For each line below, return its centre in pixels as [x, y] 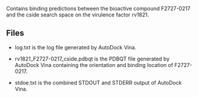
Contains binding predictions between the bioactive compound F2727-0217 [98, 9]
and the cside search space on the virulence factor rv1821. [78, 15]
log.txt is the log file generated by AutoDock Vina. [75, 47]
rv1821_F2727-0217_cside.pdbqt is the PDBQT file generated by [92, 59]
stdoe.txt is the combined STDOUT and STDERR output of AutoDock [98, 82]
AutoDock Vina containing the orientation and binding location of [94, 65]
